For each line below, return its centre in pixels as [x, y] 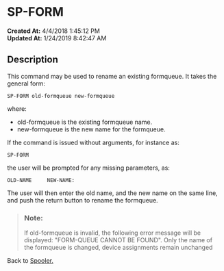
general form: [26, 83]
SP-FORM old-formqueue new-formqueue [61, 96]
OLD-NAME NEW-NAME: [41, 180]
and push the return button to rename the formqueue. [83, 200]
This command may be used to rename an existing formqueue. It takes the [112, 76]
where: [17, 108]
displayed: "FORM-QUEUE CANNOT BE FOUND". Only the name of [118, 240]
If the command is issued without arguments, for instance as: [93, 142]
